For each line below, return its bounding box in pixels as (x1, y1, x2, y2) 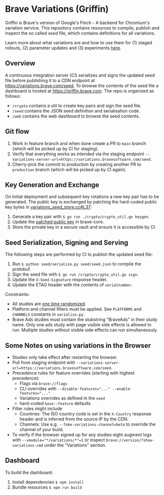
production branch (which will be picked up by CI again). (12, 166, 127, 173)
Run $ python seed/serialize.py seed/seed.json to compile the (12, 261, 141, 267)
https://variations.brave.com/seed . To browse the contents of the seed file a (5, 83, 159, 88)
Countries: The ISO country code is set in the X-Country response (19, 411, 152, 416)
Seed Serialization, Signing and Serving (5, 238, 129, 247)
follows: (5, 93, 21, 99)
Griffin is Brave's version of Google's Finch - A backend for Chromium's (5, 20, 150, 26)
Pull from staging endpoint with (12, 360, 76, 365)
